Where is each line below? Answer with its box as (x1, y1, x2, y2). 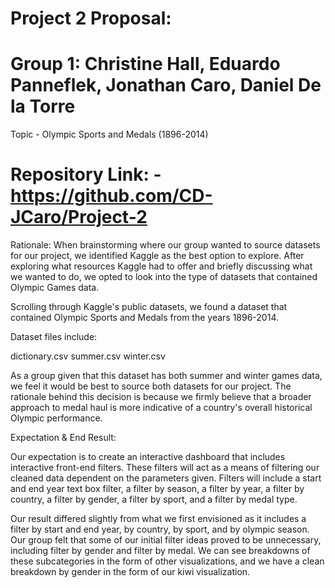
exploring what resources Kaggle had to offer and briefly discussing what (10, 260, 313, 272)
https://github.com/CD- (10, 185, 213, 207)
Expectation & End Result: (10, 432, 117, 444)
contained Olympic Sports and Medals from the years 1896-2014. (10, 312, 279, 324)
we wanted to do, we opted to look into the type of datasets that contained (10, 271, 318, 283)
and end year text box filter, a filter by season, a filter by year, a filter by (10, 483, 305, 495)
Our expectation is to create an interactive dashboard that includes (10, 451, 286, 463)
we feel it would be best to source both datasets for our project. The (10, 380, 292, 392)
